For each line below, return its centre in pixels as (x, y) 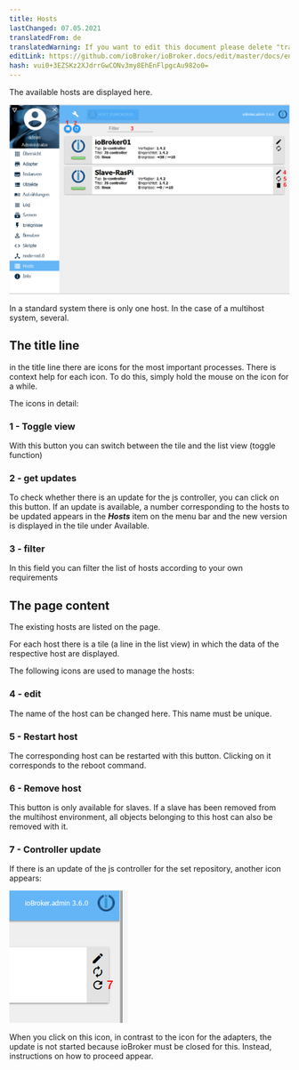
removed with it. (39, 826)
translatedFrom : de (45, 37)
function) (26, 455)
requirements (34, 577)
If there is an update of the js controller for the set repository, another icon (145, 869)
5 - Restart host (44, 736)
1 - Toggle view (42, 426)
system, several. (39, 318)
